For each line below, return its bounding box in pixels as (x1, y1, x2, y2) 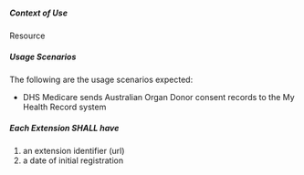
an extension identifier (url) (22, 145, 125, 156)
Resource (9, 30, 46, 41)
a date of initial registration (22, 155, 124, 166)
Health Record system (22, 101, 107, 112)
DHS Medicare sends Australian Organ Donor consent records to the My (22, 91, 295, 102)
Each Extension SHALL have (9, 122, 120, 133)
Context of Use (9, 7, 68, 18)
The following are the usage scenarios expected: (9, 74, 194, 85)
